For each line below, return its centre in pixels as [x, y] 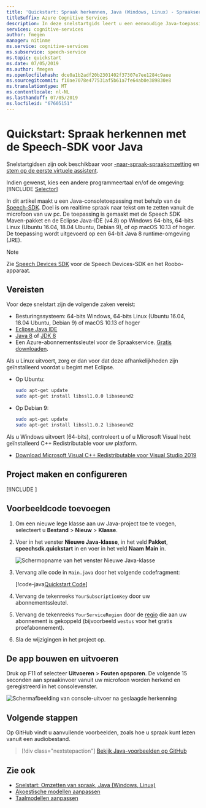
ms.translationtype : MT [37, 87]
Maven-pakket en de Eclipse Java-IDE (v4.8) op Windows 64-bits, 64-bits [100, 220]
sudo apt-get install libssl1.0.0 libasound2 [74, 396]
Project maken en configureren [67, 475]
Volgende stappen [42, 717]
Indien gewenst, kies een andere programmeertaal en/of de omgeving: [96, 182]
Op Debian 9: [32, 408]
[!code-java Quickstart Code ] [51, 584]
